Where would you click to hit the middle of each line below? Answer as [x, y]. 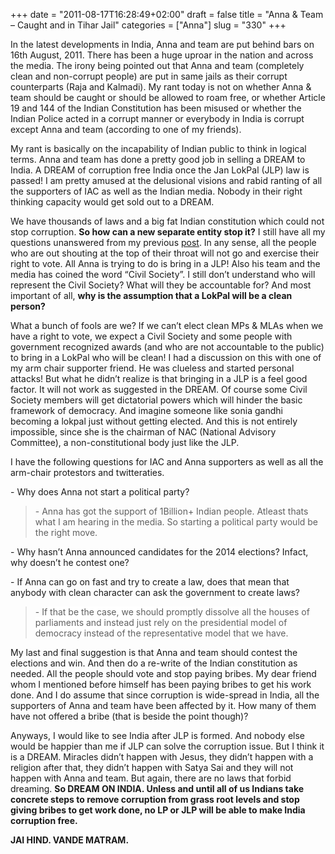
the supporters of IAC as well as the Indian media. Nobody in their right [156, 191]
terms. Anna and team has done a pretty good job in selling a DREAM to [158, 159]
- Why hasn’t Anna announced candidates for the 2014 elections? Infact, [159, 552]
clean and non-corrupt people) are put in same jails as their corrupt [149, 76]
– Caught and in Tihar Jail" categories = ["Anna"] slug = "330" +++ [148, 25]
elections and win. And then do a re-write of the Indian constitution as [154, 663]
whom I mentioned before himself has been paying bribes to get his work [161, 684]
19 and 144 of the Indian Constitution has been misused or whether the [156, 108]
